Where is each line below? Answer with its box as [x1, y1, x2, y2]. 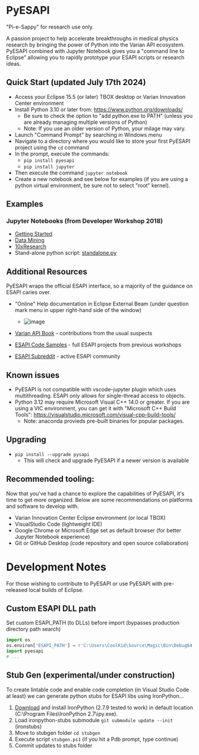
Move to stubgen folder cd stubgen [14, 729, 100, 736]
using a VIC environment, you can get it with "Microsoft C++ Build [14, 405, 176, 412]
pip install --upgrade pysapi [14, 451, 90, 457]
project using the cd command [14, 143, 89, 151]
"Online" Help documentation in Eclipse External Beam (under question [14, 300, 189, 307]
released [6, 586, 28, 593]
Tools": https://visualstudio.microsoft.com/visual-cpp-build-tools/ [14, 411, 176, 419]
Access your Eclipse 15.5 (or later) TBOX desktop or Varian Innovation [14, 93, 186, 100]
